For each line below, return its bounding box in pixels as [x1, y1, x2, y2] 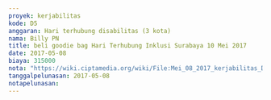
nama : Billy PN [8, 34, 60, 43]
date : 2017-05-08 [8, 49, 67, 57]
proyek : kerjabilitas [8, 11, 81, 20]
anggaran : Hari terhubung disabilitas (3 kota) [8, 27, 172, 35]
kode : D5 [8, 19, 38, 27]
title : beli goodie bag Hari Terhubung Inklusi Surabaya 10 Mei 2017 [8, 42, 248, 50]
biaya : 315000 [8, 57, 56, 65]
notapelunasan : [8, 79, 60, 87]
